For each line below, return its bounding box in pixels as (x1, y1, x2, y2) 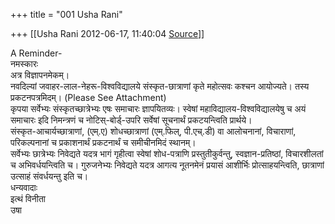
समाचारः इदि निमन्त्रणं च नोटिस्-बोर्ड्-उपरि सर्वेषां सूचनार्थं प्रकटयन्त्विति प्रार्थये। (10, 114, 253, 126)
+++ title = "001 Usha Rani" (10, 9, 123, 20)
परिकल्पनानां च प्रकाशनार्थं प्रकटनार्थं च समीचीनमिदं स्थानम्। (10, 137, 197, 148)
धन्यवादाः (10, 182, 38, 193)
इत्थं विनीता (10, 193, 47, 204)
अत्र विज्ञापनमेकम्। (10, 69, 70, 81)
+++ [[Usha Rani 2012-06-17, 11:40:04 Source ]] (10, 28, 205, 39)
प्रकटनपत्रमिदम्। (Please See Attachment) (10, 92, 167, 103)
